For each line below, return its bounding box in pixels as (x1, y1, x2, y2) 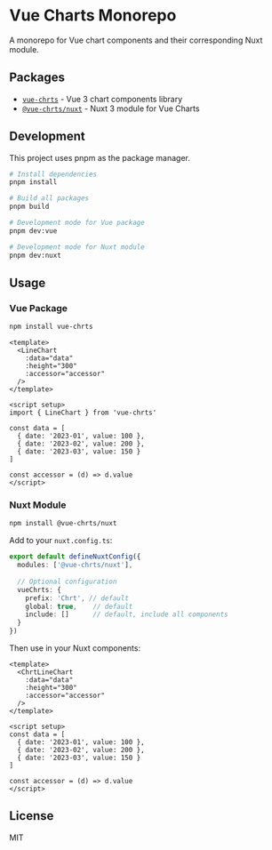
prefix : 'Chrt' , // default (25, 593, 129, 603)
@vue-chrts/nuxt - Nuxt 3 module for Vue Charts (21, 103, 200, 114)
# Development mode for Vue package (9, 219, 145, 228)
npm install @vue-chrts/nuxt (9, 519, 117, 528)
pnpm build (9, 202, 50, 212)
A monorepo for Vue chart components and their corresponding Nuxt (9, 35, 263, 45)
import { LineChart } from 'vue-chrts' (9, 408, 157, 418)
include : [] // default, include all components (25, 610, 228, 619)
